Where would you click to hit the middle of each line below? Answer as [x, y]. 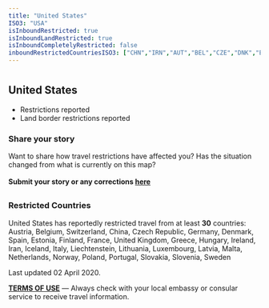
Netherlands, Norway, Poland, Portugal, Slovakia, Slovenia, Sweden [120, 257]
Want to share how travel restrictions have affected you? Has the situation [130, 156]
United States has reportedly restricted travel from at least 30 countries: [127, 223]
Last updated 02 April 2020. [55, 272]
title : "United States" [48, 16]
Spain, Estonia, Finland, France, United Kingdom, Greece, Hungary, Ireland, [132, 240]
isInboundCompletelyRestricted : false [73, 46]
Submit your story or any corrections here [79, 182]
